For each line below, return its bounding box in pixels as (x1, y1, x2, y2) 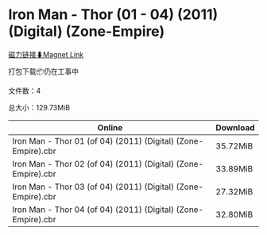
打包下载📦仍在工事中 (8, 66, 79, 76)
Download (215, 121, 255, 133)
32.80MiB (215, 209, 253, 220)
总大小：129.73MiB (8, 102, 70, 112)
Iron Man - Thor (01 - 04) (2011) (8, 6, 219, 24)
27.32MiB (215, 186, 253, 197)
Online (97, 121, 123, 133)
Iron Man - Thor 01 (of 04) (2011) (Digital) (12, 135, 175, 146)
